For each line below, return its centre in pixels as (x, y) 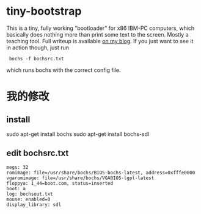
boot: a (16, 188)
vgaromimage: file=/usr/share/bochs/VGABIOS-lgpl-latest (80, 178)
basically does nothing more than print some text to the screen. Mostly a (97, 34)
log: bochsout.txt (30, 194)
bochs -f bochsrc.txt (36, 59)
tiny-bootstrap (44, 11)
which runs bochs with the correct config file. (64, 70)
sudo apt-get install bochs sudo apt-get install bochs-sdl (78, 134)
